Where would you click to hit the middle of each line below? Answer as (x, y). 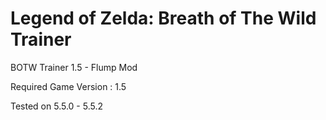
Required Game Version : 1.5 (68, 86)
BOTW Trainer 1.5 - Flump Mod (74, 67)
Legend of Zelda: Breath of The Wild (163, 18)
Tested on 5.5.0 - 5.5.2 (56, 106)
